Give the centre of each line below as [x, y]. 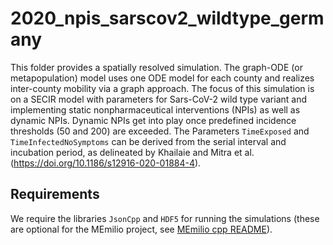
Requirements [55, 194]
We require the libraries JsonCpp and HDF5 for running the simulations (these [165, 218]
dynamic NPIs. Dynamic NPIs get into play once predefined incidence [153, 120]
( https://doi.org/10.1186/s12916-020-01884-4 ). [106, 163]
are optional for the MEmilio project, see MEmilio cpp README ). [141, 229]
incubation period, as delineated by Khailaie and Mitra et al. [132, 152]
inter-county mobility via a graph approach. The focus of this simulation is [162, 88]
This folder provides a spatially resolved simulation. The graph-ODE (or [156, 67]
